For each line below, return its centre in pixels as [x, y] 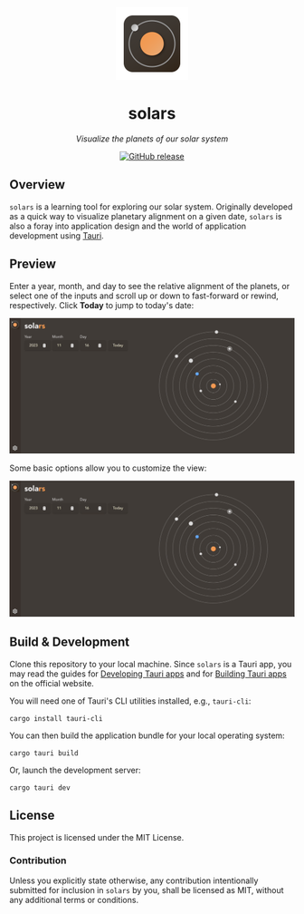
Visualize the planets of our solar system [152, 139]
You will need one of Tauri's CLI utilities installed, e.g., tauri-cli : [130, 701]
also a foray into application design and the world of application [128, 226]
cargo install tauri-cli [56, 718]
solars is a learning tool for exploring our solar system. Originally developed [151, 207]
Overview [38, 185]
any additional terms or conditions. [74, 899]
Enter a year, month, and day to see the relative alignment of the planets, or [150, 286]
